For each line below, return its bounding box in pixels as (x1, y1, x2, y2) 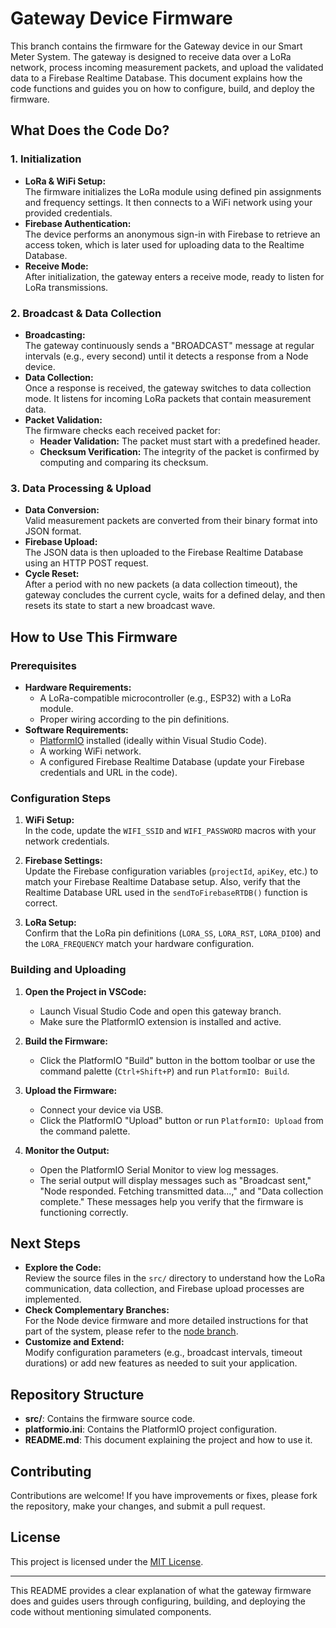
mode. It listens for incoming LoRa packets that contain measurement (24, 392, 312, 404)
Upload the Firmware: (24, 1084, 118, 1096)
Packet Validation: (24, 413, 103, 426)
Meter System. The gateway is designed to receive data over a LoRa (10, 50, 292, 62)
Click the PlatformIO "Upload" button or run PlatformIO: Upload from (39, 1114, 324, 1126)
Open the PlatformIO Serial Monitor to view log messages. (39, 1163, 279, 1176)
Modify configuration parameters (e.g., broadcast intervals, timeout (24, 1347, 303, 1359)
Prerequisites (10, 658, 77, 672)
